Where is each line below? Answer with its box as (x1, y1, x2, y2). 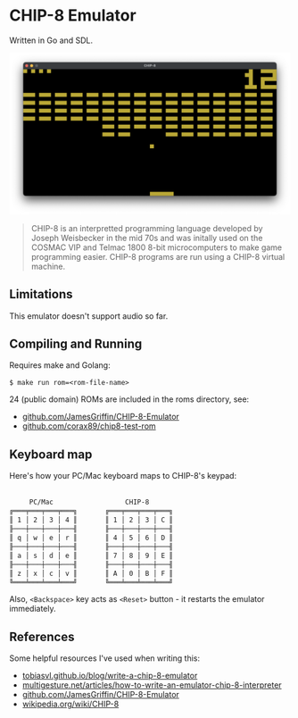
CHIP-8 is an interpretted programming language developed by (30, 222, 263, 233)
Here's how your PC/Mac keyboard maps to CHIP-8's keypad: (9, 471, 237, 481)
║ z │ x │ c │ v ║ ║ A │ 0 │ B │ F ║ (9, 569, 174, 579)
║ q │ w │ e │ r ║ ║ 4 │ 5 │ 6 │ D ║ (9, 533, 174, 543)
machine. (30, 261, 66, 271)
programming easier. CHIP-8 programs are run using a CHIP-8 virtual (30, 251, 286, 262)
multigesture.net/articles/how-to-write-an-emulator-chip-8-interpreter (21, 680, 283, 690)
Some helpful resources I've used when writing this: (9, 653, 201, 664)
